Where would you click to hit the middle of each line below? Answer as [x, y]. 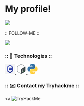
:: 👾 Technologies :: [29, 56]
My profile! [28, 9]
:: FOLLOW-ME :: [22, 33]
